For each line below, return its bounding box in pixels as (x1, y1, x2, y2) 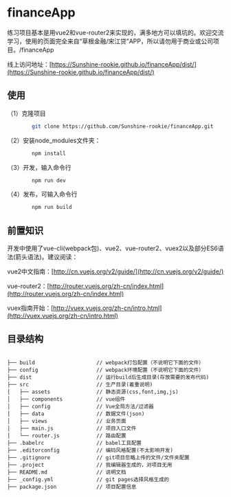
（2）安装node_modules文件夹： (7, 136, 101, 144)
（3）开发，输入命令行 (7, 163, 71, 171)
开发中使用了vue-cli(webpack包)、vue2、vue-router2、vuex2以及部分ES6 (7, 244, 218, 252)
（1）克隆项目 (7, 109, 46, 118)
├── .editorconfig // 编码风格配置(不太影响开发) (7, 447, 174, 454)
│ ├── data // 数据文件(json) (7, 410, 145, 417)
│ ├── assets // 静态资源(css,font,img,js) (7, 388, 179, 395)
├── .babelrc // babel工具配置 (7, 439, 142, 446)
